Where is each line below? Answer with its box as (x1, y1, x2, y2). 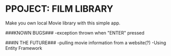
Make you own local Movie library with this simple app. (5, 20, 121, 26)
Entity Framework (5, 45, 42, 51)
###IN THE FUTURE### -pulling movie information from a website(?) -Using (5, 39, 166, 46)
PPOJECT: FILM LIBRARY (5, 3, 113, 15)
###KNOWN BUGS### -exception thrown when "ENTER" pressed (5, 30, 144, 36)
